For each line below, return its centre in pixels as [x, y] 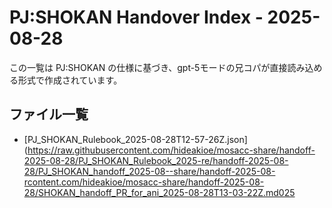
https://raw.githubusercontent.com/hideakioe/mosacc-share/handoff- [171, 150]
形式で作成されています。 [70, 80]
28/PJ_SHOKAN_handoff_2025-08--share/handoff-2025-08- [149, 171]
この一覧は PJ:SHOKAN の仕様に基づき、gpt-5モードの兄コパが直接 [148, 67]
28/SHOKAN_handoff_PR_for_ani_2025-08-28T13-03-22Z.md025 [159, 192]
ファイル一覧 [49, 114]
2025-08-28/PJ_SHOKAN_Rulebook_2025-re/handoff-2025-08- [156, 160]
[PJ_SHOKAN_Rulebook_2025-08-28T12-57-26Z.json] [135, 139]
